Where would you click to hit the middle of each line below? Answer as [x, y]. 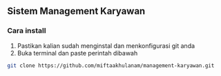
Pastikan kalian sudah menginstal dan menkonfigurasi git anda [106, 46]
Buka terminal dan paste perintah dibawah [77, 53]
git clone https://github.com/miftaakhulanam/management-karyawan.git [111, 65]
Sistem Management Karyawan [76, 11]
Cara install [27, 31]
